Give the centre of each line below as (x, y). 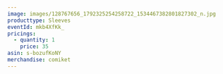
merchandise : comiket (39, 60)
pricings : (22, 33)
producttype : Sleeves (39, 20)
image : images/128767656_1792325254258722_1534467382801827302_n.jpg (112, 14)
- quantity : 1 (34, 40)
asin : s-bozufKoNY (34, 54)
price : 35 (35, 47)
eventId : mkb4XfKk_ (36, 27)
